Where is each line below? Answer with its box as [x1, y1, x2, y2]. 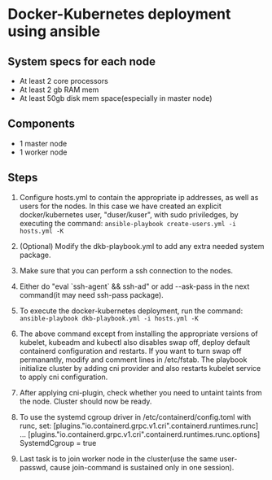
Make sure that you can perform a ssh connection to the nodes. [19, 265, 234, 275]
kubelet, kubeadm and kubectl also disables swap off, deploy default [19, 337, 251, 347]
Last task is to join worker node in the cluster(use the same [19, 453, 218, 464]
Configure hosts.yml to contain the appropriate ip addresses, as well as [19, 192, 259, 202]
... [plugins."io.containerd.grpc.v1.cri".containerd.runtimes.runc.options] [19, 429, 261, 439]
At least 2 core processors [19, 76, 109, 85]
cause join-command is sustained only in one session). [49, 462, 235, 472]
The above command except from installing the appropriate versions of [19, 329, 258, 338]
